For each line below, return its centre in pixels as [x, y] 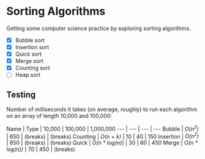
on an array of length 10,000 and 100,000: [59, 116]
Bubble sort [30, 40]
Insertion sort [32, 47]
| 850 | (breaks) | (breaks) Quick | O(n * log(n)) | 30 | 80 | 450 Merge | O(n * [102, 143]
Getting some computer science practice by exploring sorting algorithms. [99, 28]
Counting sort [32, 68]
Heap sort [28, 75]
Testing [21, 94]
